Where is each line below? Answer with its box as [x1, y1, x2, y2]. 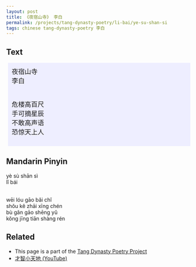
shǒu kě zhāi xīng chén [6, 202, 63, 209]
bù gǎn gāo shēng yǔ [6, 209, 58, 216]
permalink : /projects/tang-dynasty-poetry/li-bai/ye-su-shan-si [6, 19, 168, 25]
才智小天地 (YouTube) [14, 255, 68, 262]
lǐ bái [6, 178, 18, 186]
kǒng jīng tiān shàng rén [6, 215, 66, 222]
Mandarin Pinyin [6, 157, 68, 167]
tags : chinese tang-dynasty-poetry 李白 [6, 25, 105, 31]
